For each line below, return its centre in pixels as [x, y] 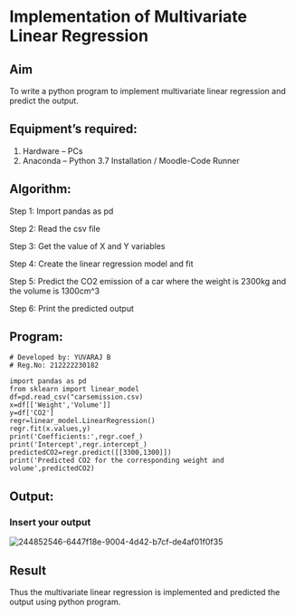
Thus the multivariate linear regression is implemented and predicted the [145, 592]
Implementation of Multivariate [128, 17]
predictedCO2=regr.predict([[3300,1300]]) [90, 453]
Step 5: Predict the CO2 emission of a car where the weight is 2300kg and [148, 281]
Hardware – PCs [52, 150]
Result [28, 570]
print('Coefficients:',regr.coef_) [76, 437]
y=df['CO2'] [32, 413]
